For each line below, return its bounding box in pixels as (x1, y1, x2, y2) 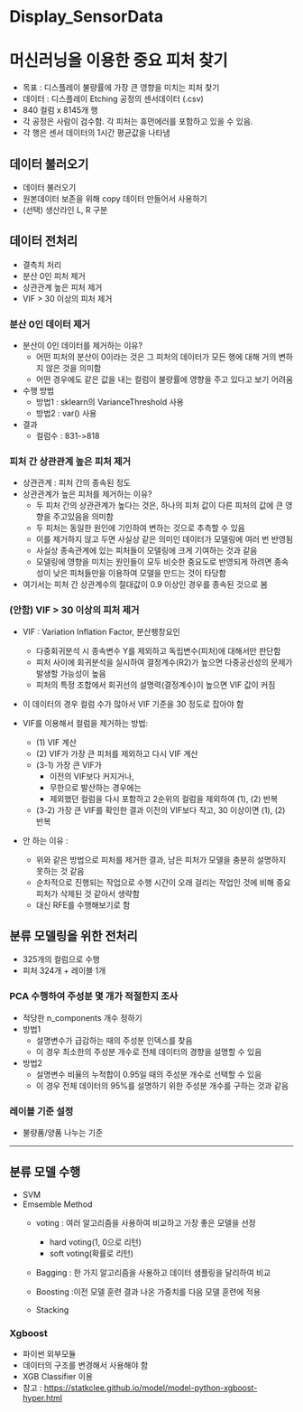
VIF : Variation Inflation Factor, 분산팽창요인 (22, 626, 180, 637)
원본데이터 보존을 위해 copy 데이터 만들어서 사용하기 (22, 192, 207, 204)
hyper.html (22, 1393, 63, 1404)
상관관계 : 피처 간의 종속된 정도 (22, 477, 131, 489)
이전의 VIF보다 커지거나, (49, 771, 134, 781)
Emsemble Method (22, 1199, 93, 1210)
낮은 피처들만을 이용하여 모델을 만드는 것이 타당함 (52, 567, 227, 579)
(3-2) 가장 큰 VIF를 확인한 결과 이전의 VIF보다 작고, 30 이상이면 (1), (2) (35, 804, 286, 815)
